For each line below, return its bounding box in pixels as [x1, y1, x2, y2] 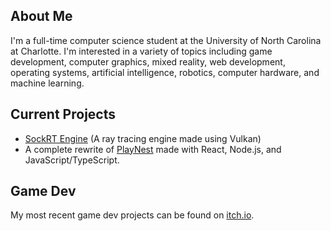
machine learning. [10, 77, 85, 89]
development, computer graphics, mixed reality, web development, [10, 55, 286, 68]
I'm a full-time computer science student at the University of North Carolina [10, 34, 322, 46]
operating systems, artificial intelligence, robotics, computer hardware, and [10, 66, 320, 78]
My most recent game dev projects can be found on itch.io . [10, 209, 255, 221]
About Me [10, 8, 73, 25]
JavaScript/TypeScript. [24, 154, 120, 166]
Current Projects [10, 106, 116, 123]
